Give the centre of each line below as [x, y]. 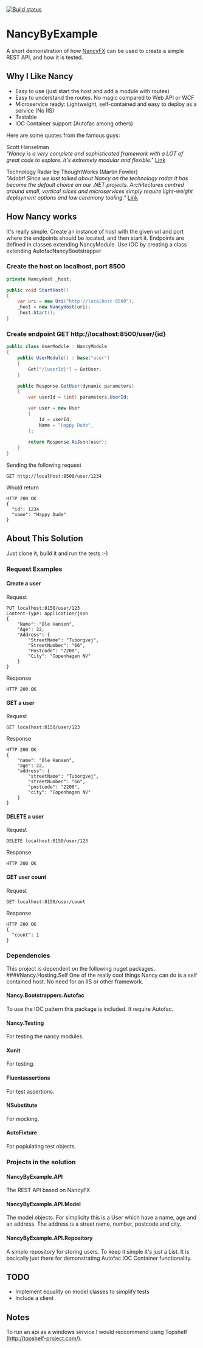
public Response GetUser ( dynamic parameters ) [76, 386]
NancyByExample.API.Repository [50, 1238]
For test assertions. [30, 1091]
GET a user [20, 702]
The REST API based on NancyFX [48, 1190]
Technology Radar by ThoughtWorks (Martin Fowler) [72, 172]
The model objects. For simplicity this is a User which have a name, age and [101, 1218]
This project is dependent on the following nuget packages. [81, 968]
